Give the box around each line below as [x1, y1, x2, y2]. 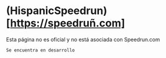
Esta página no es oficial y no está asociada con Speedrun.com [6, 36, 160, 43]
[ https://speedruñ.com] [6, 16, 125, 30]
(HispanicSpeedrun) [6, 4, 108, 18]
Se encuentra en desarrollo [6, 47, 75, 53]
